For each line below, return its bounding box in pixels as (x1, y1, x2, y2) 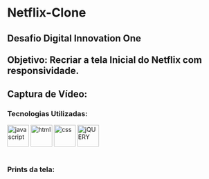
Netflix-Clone (7, 5, 87, 21)
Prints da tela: (7, 164, 55, 174)
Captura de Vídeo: (7, 88, 88, 100)
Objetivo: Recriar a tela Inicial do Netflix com (7, 54, 203, 66)
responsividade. (7, 64, 80, 77)
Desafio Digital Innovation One (7, 32, 142, 44)
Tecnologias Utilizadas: (7, 109, 88, 118)
